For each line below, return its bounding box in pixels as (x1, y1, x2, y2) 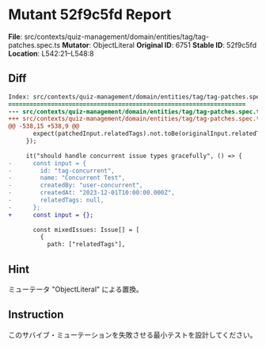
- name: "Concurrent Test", (8, 174, 126, 182)
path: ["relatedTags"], (47, 241, 126, 249)
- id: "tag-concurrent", (8, 167, 115, 175)
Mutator (62, 40, 89, 49)
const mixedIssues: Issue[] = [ (32, 226, 140, 233)
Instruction (8, 308, 64, 322)
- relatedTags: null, (8, 196, 104, 204)
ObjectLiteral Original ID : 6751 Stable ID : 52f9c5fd (93, 40, 257, 49)
